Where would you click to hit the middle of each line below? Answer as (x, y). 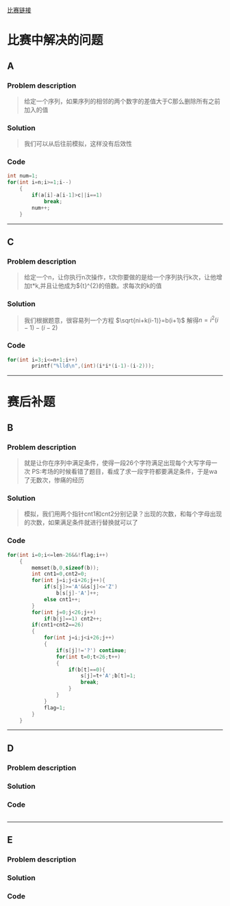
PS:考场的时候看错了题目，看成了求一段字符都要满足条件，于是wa (125, 472)
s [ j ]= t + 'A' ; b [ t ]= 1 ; (108, 676)
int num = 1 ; (23, 176)
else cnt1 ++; (62, 599)
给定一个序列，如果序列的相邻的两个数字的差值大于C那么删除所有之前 (122, 101)
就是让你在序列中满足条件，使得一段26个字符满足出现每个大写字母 (118, 463)
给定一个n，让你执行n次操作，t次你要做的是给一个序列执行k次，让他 (120, 277)
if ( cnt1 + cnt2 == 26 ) (58, 625)
